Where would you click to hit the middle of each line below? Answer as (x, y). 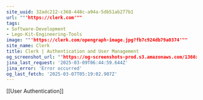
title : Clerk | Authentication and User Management (72, 52)
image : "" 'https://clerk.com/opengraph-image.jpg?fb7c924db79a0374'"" (97, 40)
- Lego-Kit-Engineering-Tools (44, 35)
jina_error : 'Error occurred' (44, 68)
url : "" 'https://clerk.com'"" (44, 18)
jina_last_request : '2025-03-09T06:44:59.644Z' (67, 62)
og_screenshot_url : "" (35, 57)
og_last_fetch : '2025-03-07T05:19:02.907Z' (62, 74)
